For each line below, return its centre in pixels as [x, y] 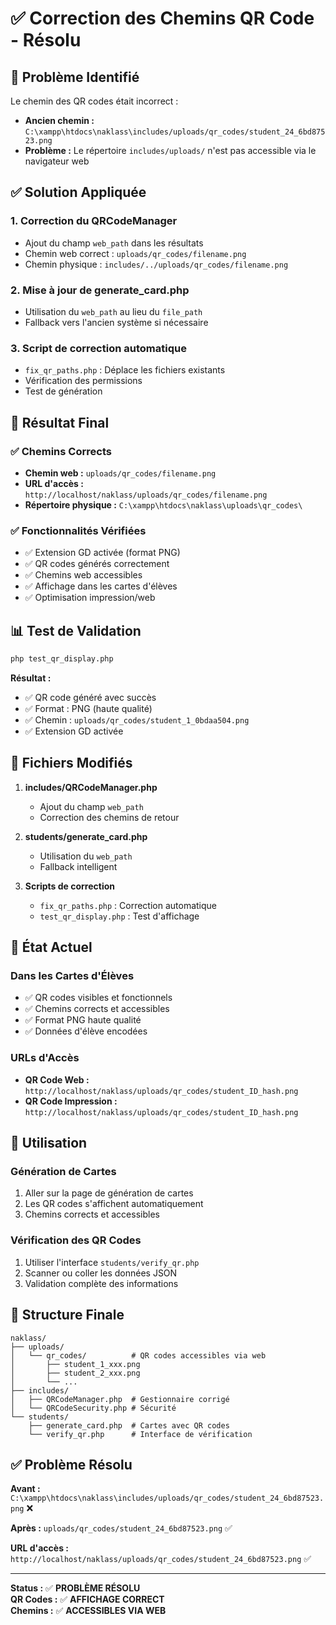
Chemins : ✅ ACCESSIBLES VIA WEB [88, 1611]
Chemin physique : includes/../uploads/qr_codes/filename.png [156, 264]
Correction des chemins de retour [109, 817]
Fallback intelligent [78, 866]
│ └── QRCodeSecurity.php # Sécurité [93, 1408]
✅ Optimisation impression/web [90, 598]
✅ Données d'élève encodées [86, 1031]
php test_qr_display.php [62, 659]
